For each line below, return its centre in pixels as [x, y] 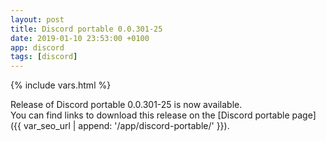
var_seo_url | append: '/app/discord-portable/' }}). [126, 126]
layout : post [37, 19]
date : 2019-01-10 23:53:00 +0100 [80, 38]
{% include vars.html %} [61, 85]
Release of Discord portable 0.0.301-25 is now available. [126, 105]
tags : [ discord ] [44, 57]
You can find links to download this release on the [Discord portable [150, 115]
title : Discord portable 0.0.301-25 [86, 29]
